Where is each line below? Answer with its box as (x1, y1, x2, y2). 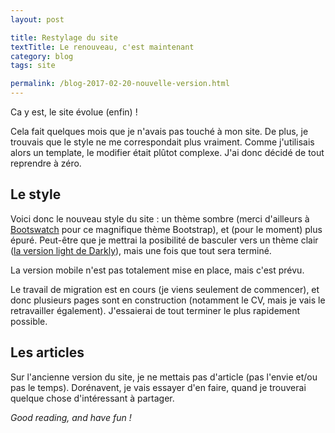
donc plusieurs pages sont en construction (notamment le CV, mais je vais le (10, 294, 326, 306)
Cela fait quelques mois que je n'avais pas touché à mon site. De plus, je (10, 126, 309, 137)
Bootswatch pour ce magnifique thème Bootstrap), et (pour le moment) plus (10, 223, 323, 235)
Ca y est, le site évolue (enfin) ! (10, 106, 138, 118)
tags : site (10, 61, 56, 71)
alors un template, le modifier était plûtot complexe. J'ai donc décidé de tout (10, 147, 325, 158)
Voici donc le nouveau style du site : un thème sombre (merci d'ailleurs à (10, 212, 310, 225)
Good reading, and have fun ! (10, 411, 132, 423)
